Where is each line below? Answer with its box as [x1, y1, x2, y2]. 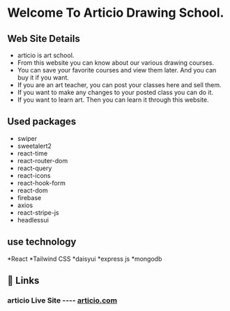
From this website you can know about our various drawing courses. [17, 59, 215, 67]
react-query [17, 164, 52, 172]
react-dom [17, 186, 48, 195]
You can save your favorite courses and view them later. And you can [17, 66, 217, 74]
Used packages [7, 116, 77, 128]
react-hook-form [17, 179, 66, 187]
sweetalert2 [17, 142, 52, 150]
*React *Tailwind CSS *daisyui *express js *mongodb [7, 255, 162, 263]
